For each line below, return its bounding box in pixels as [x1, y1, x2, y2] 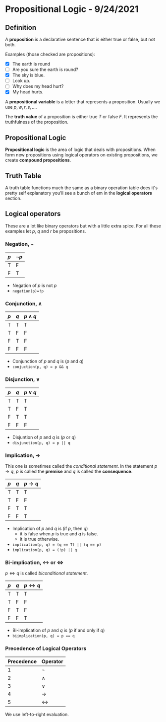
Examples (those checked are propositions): [5, 51, 95, 57]
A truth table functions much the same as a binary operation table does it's [5, 185, 158, 191]
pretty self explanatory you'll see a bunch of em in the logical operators [5, 190, 153, 196]
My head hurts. [12, 89, 44, 95]
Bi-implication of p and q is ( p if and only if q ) [12, 627, 105, 634]
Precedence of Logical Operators [5, 645, 87, 652]
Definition [5, 23, 36, 32]
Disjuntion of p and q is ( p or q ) [12, 434, 76, 440]
